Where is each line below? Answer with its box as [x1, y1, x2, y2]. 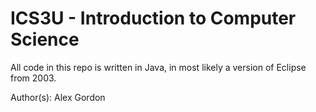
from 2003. [10, 72, 57, 84]
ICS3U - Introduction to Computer [10, 7, 297, 30]
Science [10, 28, 80, 51]
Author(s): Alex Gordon [10, 91, 106, 103]
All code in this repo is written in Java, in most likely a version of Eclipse [10, 61, 307, 73]
